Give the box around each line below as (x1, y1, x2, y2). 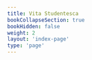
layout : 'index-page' (7, 36, 70, 43)
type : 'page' (7, 42, 45, 49)
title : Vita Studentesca (7, 10, 79, 17)
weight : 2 (7, 29, 36, 37)
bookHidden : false (7, 23, 60, 30)
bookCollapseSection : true (7, 17, 85, 23)
